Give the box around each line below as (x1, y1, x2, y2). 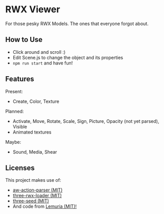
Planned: (5, 108, 24, 114)
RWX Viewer (5, 4, 60, 15)
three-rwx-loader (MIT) (12, 192, 62, 199)
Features (5, 75, 34, 83)
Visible (12, 123, 27, 130)
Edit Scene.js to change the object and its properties (12, 54, 124, 60)
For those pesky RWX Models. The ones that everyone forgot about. (5, 20, 149, 27)
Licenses (5, 163, 35, 172)
